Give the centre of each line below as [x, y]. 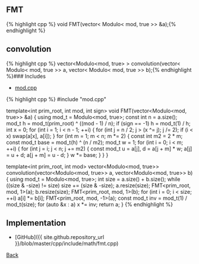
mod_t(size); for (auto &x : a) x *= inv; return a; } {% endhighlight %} [90, 204]
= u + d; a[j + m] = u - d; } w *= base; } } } [57, 155]
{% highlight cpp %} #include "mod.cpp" [56, 99]
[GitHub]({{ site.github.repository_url [59, 237]
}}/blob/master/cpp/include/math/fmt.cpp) [67, 244]
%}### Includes [26, 76]
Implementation [36, 223]
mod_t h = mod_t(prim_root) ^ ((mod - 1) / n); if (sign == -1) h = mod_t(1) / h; [99, 123]
